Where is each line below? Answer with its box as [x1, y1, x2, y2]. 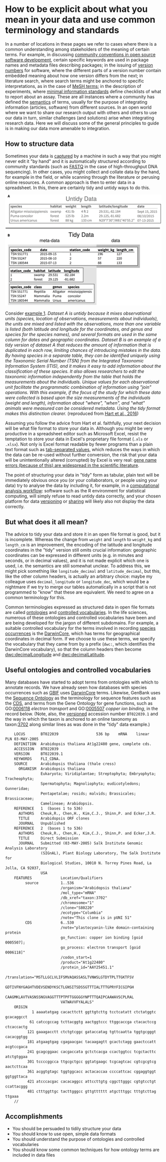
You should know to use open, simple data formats [12, 1131, 116, 1137]
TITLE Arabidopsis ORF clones [18, 816, 90, 821]
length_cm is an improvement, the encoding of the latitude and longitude [5, 542, 152, 547]
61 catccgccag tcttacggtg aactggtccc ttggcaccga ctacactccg [29, 1019, 156, 1025]
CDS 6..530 [25, 920, 74, 925]
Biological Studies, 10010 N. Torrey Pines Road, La [40, 860, 152, 866]
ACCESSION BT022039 [14, 746, 58, 752]
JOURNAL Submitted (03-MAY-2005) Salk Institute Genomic [18, 840, 143, 846]
